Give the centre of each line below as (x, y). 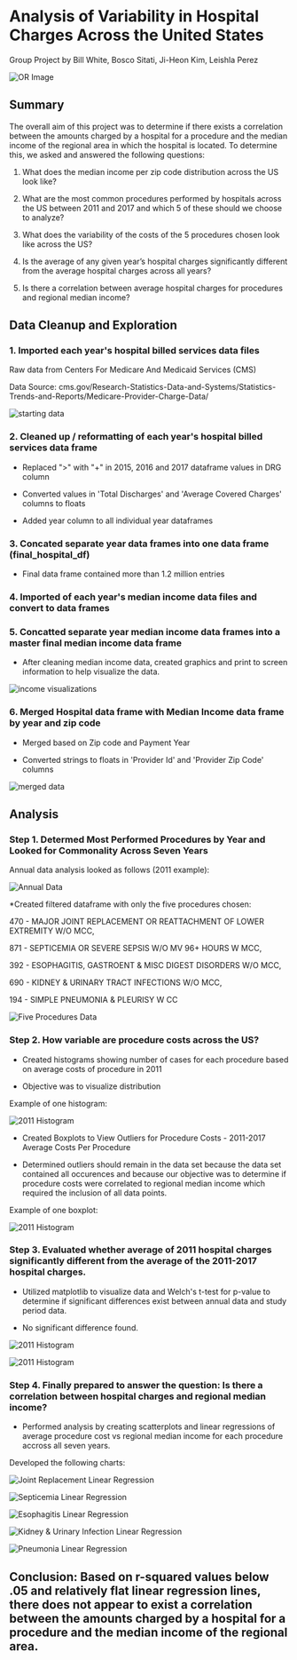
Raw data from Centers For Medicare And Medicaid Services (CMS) (133, 369)
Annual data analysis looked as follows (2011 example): (109, 870)
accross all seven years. (66, 1446)
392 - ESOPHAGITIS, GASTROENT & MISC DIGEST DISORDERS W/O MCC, (145, 965)
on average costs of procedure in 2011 (92, 1068)
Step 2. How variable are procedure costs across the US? (134, 1040)
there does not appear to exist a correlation (131, 1604)
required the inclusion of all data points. (94, 1193)
